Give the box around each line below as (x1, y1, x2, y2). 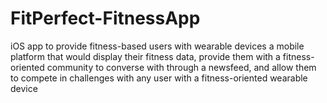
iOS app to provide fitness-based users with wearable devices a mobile (10, 40, 305, 52)
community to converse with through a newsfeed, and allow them (46, 61, 317, 73)
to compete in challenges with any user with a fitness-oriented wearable (10, 72, 308, 84)
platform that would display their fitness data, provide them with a (10, 50, 281, 62)
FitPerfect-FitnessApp (10, 7, 201, 30)
